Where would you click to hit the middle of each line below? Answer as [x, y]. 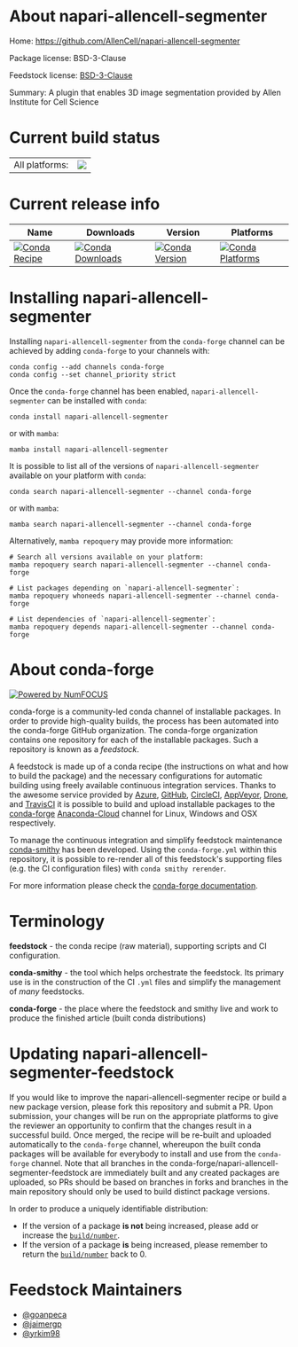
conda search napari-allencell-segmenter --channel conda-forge [130, 491]
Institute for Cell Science [54, 102]
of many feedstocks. [47, 991]
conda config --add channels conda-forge [87, 367]
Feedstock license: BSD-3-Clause [71, 75]
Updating [44, 1053]
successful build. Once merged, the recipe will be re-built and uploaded [141, 1135]
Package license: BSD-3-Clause [68, 58]
